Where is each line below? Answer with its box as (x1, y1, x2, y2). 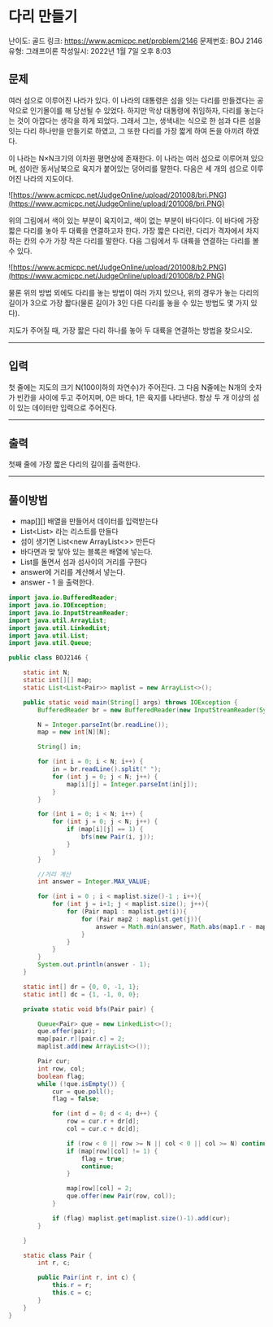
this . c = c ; (51, 1289, 93, 1297)
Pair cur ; (37, 1058, 71, 1066)
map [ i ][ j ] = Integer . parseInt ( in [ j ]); (66, 780, 198, 788)
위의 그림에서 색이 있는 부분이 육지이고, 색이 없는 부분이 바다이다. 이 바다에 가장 (8, 215, 260, 225)
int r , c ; (37, 1259, 71, 1267)
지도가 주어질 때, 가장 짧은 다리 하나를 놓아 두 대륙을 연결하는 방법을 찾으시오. (8, 325, 253, 335)
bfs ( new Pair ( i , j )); (80, 833, 154, 841)
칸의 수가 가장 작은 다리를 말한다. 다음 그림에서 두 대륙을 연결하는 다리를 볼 (23, 235, 260, 245)
